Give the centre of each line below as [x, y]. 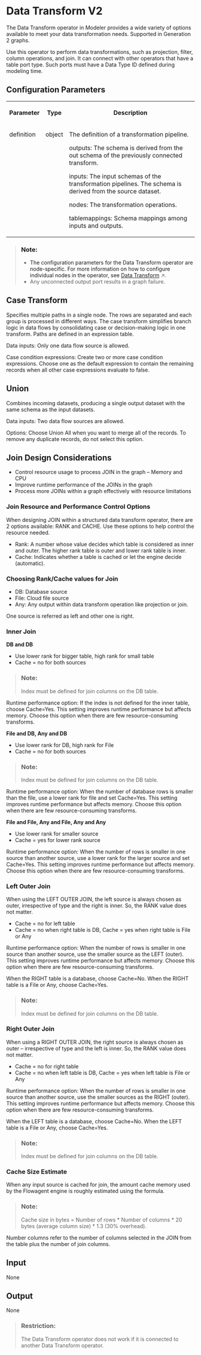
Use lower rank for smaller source [57, 834]
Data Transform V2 [54, 11]
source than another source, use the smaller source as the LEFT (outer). [95, 954]
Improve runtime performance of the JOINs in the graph [83, 485]
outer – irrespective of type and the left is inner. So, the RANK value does [96, 1048]
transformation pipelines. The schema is [125, 184]
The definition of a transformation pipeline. [129, 134]
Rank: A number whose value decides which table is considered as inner [104, 544]
